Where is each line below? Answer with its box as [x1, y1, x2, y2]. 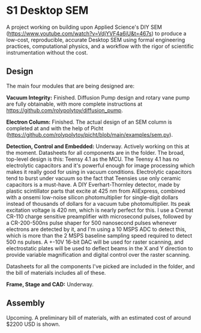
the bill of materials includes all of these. [6, 269, 106, 276]
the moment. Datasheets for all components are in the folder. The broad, [6, 149, 185, 156]
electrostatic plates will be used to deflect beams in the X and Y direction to [6, 244, 193, 252]
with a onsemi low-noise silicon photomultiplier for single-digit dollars [6, 193, 179, 201]
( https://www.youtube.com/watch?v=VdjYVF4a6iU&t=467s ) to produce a [6, 29, 187, 37]
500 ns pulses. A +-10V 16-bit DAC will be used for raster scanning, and [6, 238, 184, 245]
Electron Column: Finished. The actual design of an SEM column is [6, 118, 172, 125]
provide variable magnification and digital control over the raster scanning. [6, 251, 191, 258]
